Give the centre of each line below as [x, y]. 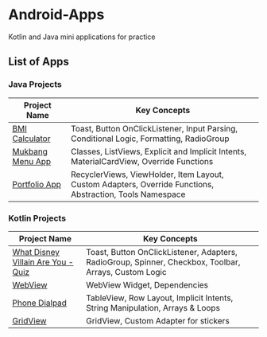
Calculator [31, 139]
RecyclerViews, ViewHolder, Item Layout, [147, 174]
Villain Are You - [43, 262]
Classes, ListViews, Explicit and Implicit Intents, [159, 151]
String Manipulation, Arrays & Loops [153, 308]
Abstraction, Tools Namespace [128, 194]
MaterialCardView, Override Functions [142, 161]
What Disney [36, 252]
